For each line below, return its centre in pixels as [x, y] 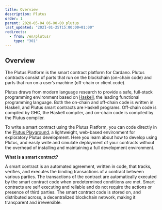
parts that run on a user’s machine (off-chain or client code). [65, 82]
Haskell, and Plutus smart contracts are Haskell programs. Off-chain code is [81, 107]
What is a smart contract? [32, 157]
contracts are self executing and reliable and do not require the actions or [78, 187]
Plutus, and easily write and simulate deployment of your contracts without [80, 142]
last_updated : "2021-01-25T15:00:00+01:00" [50, 28]
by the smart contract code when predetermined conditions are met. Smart [80, 181]
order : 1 [14, 18]
